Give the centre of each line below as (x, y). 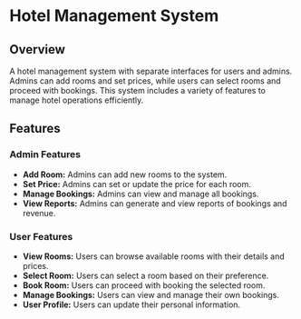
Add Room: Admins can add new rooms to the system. (125, 174)
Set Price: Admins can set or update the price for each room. (137, 184)
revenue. (39, 213)
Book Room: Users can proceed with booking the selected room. (144, 285)
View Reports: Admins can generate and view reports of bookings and (155, 203)
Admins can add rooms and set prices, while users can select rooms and (145, 81)
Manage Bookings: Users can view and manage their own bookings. (150, 294)
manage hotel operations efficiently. (77, 100)
